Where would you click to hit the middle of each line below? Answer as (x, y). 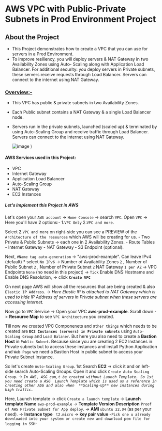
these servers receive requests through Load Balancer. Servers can (79, 74)
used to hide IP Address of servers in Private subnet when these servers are (81, 297)
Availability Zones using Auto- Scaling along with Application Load (78, 64)
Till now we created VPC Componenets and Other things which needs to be (81, 326)
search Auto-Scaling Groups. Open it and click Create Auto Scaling (82, 371)
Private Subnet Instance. (29, 357)
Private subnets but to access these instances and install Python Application (81, 347)
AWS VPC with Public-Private (66, 9)
